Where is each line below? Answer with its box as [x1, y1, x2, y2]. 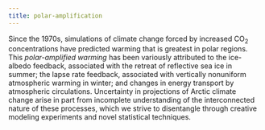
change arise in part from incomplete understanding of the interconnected [8, 95, 255, 105]
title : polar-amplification [8, 11, 103, 20]
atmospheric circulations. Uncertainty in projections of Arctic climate [8, 87, 237, 96]
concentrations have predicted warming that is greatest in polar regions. [8, 44, 248, 54]
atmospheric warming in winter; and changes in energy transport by [8, 78, 234, 88]
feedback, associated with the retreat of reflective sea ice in [32, 61, 233, 71]
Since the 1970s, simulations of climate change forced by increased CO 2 [8, 34, 249, 45]
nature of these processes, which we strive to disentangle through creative [8, 104, 258, 113]
